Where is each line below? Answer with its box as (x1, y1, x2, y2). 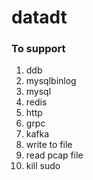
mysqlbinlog (25, 75, 77, 87)
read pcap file (25, 149, 84, 161)
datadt (11, 6, 68, 29)
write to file (25, 139, 73, 151)
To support (11, 42, 66, 56)
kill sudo (25, 160, 61, 172)
